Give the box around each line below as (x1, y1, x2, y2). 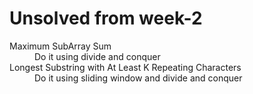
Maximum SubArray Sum (9, 40, 112, 52)
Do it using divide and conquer (34, 50, 161, 62)
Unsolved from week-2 (9, 7, 203, 30)
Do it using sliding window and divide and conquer (34, 72, 243, 84)
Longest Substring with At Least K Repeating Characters (9, 61, 242, 73)
